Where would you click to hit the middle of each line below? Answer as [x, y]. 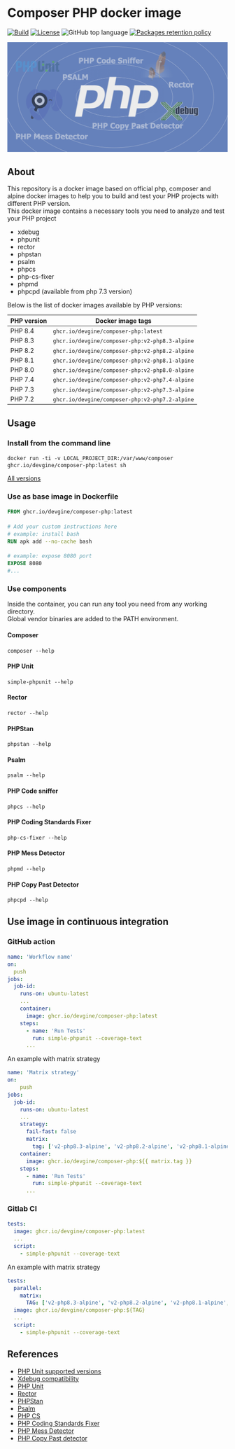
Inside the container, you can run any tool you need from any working [107, 604]
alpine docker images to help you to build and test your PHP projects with [113, 196]
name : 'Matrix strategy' [43, 1073]
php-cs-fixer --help [37, 838]
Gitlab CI [22, 1209]
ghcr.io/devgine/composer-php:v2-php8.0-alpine [123, 370]
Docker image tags [123, 321]
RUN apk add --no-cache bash [50, 541]
